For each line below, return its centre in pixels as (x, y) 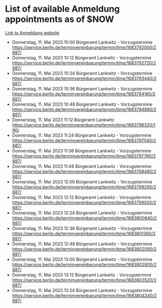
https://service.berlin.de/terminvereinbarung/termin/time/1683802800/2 (84, 264)
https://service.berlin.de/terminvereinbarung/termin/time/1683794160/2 (84, 94)
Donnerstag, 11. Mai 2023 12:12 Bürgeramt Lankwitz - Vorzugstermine (81, 197)
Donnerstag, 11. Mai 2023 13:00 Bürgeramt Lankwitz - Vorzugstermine (82, 259)
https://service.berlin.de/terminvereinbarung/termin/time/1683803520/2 (84, 280)
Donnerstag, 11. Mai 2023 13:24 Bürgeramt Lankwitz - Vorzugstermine (82, 290)
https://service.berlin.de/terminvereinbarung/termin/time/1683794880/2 (84, 109)
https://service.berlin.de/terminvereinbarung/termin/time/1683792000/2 (84, 47)
